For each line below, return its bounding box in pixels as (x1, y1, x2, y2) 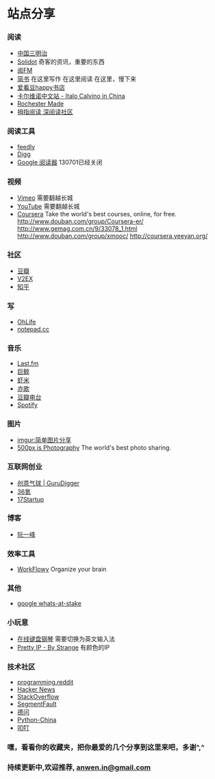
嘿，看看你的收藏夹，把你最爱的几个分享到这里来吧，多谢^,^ (7, 742, 205, 752)
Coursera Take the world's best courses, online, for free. (16, 210, 177, 218)
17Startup (16, 495, 45, 503)
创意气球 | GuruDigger (16, 478, 80, 487)
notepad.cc (16, 324, 50, 333)
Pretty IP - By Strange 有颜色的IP (16, 643, 110, 651)
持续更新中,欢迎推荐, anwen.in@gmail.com (7, 763, 151, 772)
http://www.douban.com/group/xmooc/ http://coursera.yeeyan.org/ (16, 232, 208, 240)
